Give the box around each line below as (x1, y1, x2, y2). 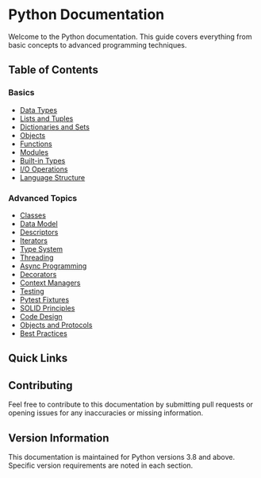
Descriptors (19, 227, 59, 237)
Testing (19, 286, 45, 295)
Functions (19, 139, 53, 148)
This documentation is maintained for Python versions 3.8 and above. (8, 452, 236, 461)
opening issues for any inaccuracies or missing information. (8, 408, 204, 418)
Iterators (19, 236, 48, 245)
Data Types (19, 105, 58, 114)
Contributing (8, 379, 73, 392)
